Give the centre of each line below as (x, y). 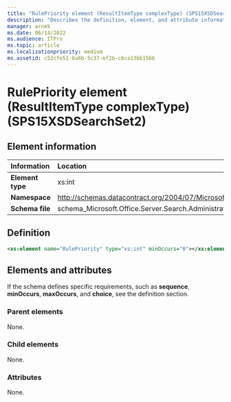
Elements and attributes (59, 270)
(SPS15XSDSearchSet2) (77, 121)
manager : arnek (29, 26)
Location (72, 166)
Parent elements (35, 312)
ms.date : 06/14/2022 (37, 33)
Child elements (33, 344)
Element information (52, 147)
